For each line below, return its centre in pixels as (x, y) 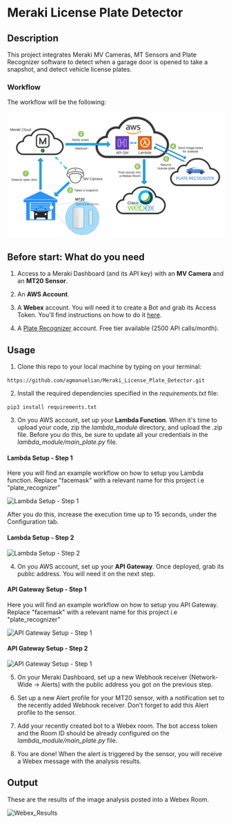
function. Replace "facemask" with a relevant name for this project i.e (106, 480)
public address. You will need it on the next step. (86, 573)
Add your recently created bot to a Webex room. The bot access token (117, 726)
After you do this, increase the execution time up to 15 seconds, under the (112, 514)
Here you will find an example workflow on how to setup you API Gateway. (113, 604)
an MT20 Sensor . (42, 281)
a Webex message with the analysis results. (79, 761)
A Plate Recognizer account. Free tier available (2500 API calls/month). (118, 328)
